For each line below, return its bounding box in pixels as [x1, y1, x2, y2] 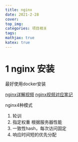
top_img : [5, 21, 23, 27]
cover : [5, 17, 19, 22]
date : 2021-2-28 [5, 12, 39, 17]
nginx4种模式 [5, 102, 33, 108]
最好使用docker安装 [5, 81, 46, 87]
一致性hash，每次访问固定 [12, 125, 66, 131]
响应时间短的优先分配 [12, 131, 56, 137]
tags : [5, 31, 16, 36]
